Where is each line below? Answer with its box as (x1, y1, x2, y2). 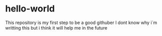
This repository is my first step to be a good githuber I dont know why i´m (5, 19, 157, 25)
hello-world (5, 3, 55, 14)
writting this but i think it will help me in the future (5, 24, 108, 30)
